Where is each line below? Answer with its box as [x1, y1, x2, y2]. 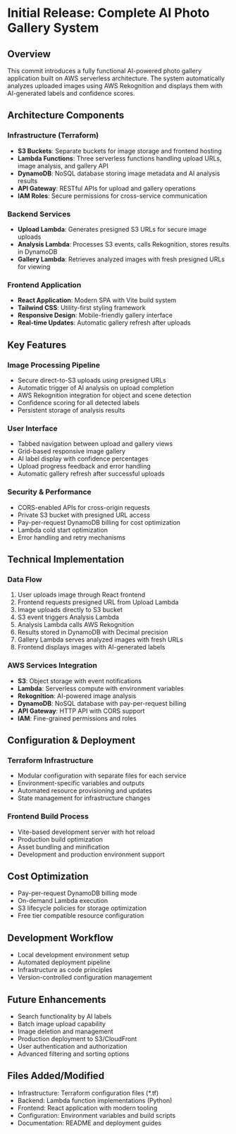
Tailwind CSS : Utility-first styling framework [17, 304, 146, 312]
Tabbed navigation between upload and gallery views [17, 440, 173, 448]
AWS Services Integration [7, 661, 97, 671]
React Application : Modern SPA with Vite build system [17, 296, 177, 304]
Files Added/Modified [7, 1070, 104, 1082]
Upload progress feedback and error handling [17, 462, 151, 471]
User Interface [7, 423, 58, 433]
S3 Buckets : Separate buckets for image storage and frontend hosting [17, 147, 222, 155]
